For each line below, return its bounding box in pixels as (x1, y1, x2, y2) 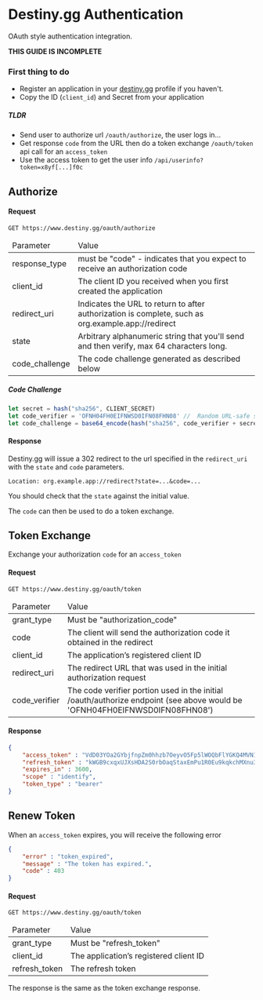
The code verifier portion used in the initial (67, 684, 223, 695)
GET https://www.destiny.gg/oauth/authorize (8, 224, 156, 232)
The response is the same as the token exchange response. (8, 984, 201, 993)
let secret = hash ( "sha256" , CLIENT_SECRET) (8, 404, 156, 413)
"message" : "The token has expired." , (22, 859, 153, 868)
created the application (77, 285, 163, 296)
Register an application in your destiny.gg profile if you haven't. (19, 84, 224, 93)
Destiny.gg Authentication (8, 5, 184, 24)
